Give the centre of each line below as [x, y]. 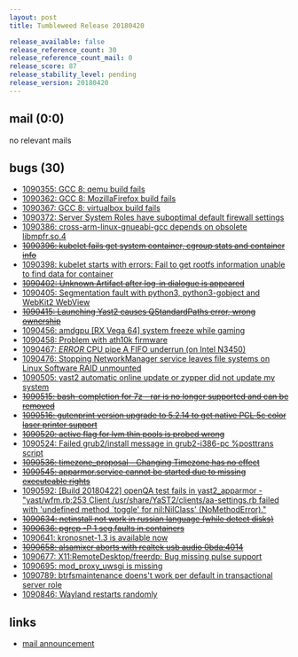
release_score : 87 [43, 66]
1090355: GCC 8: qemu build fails [83, 189]
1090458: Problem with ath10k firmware [95, 340]
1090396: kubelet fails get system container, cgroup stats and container [153, 246]
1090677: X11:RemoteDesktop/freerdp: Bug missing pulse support [142, 557]
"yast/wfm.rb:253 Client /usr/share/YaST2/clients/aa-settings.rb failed [150, 500]
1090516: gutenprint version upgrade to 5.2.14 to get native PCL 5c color [154, 415]
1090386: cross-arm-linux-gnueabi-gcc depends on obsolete [134, 227]
